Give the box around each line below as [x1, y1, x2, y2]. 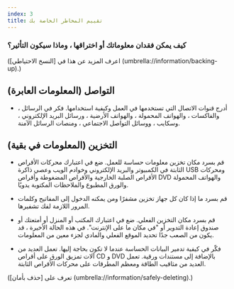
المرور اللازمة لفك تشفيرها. [17, 202, 90, 210]
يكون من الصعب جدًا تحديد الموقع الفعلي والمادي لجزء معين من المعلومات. [17, 231, 214, 239]
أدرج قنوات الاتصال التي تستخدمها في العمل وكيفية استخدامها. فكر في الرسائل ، [17, 104, 228, 112]
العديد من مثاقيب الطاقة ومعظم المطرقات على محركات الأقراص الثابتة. [17, 260, 206, 268]
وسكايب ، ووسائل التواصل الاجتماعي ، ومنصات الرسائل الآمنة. [17, 119, 181, 127]
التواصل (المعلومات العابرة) [7, 84, 115, 97]
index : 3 [7, 10, 33, 18]
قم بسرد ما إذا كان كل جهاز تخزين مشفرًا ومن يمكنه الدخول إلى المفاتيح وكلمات [17, 195, 228, 203]
